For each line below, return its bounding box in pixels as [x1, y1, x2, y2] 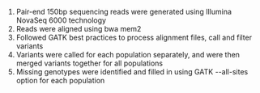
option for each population [15, 76, 105, 85]
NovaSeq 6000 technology [15, 15, 107, 25]
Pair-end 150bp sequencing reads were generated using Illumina [15, 7, 232, 16]
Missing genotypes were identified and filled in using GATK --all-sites [15, 67, 249, 76]
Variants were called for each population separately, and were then [15, 50, 241, 59]
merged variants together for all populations [15, 58, 164, 68]
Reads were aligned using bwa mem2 [15, 24, 142, 33]
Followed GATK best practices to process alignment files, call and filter [15, 32, 253, 42]
